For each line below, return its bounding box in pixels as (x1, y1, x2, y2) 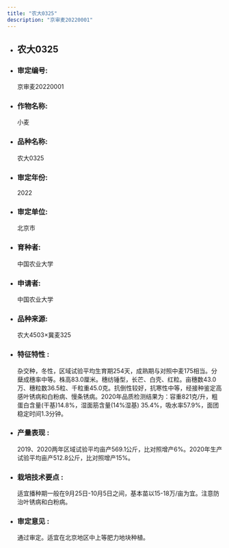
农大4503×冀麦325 (16, 331, 72, 339)
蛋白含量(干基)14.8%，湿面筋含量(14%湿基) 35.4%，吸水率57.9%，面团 (16, 401, 219, 409)
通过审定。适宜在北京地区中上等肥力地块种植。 (16, 534, 149, 542)
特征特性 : (16, 350, 50, 360)
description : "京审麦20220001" (7, 16, 94, 23)
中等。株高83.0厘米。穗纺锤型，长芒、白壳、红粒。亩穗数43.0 (40, 375, 217, 384)
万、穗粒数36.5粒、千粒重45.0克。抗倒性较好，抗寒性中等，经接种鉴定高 (16, 384, 222, 392)
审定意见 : (16, 516, 50, 526)
